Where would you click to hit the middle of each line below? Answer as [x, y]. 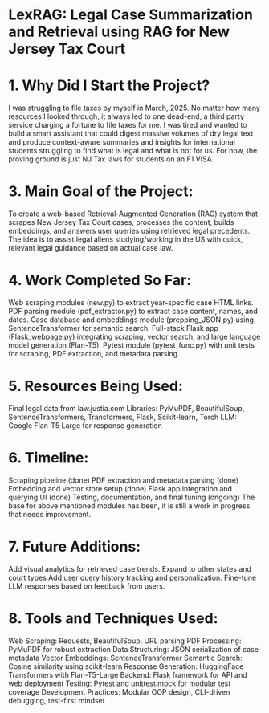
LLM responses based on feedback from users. [87, 586]
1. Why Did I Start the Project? [109, 86]
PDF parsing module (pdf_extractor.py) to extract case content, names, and [133, 311]
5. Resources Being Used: [96, 386]
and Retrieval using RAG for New [119, 32]
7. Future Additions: [75, 547]
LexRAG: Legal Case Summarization [130, 15]
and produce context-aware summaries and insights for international [122, 142]
